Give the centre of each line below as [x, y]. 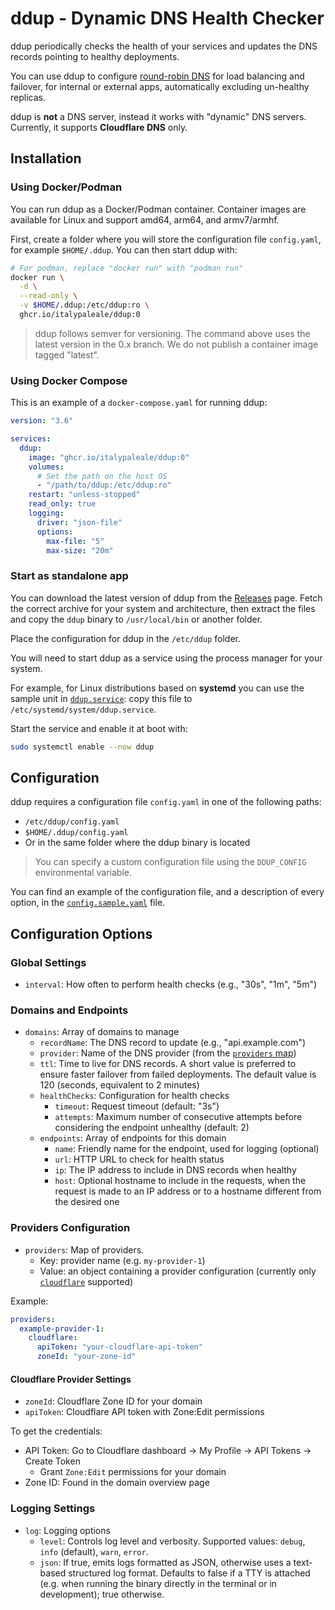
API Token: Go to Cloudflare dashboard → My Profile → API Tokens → [168, 1451]
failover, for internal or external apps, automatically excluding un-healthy [160, 86]
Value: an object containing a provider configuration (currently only [178, 1271]
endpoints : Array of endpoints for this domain [133, 1138]
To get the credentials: [56, 1431]
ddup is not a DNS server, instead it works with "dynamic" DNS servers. [158, 116]
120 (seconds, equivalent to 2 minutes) [119, 1085]
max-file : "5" [75, 541]
